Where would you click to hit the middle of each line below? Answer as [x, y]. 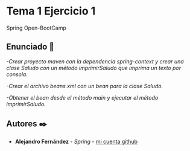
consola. [17, 74]
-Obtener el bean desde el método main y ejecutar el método [82, 97]
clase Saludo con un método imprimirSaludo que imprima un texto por [94, 68]
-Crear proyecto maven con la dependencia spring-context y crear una [95, 61]
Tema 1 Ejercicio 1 [51, 11]
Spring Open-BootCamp [36, 28]
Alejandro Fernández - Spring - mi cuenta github [76, 141]
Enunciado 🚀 [30, 47]
